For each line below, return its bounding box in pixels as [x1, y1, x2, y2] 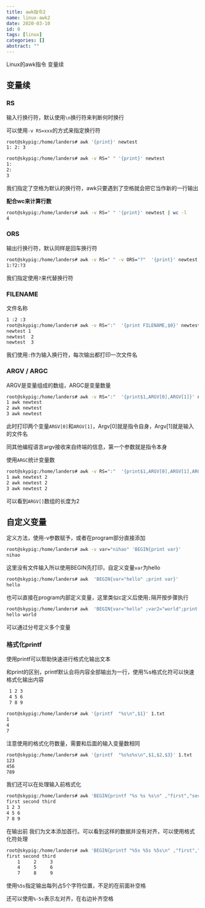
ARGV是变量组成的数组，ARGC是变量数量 [6, 382, 111, 389]
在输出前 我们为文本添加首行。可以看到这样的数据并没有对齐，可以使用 [6, 827, 184, 835]
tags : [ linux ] [6, 32, 43, 38]
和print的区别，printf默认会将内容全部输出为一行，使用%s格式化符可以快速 [6, 668, 195, 676]
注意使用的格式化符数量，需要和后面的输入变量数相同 [6, 739, 140, 747]
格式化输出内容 [6, 676, 44, 683]
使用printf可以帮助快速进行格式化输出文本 [6, 655, 111, 662]
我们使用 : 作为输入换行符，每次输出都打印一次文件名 [6, 351, 138, 358]
